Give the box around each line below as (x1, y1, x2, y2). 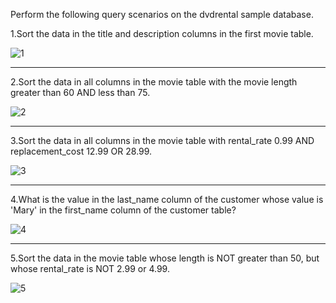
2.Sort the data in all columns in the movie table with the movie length (10, 76, 298, 88)
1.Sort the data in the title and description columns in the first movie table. (10, 28, 314, 39)
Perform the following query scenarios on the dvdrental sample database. (10, 9, 314, 20)
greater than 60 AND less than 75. (10, 87, 151, 98)
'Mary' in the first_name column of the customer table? (10, 204, 237, 216)
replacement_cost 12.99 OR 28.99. (10, 145, 153, 157)
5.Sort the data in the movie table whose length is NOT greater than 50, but (10, 252, 320, 264)
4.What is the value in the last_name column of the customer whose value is (10, 194, 324, 205)
